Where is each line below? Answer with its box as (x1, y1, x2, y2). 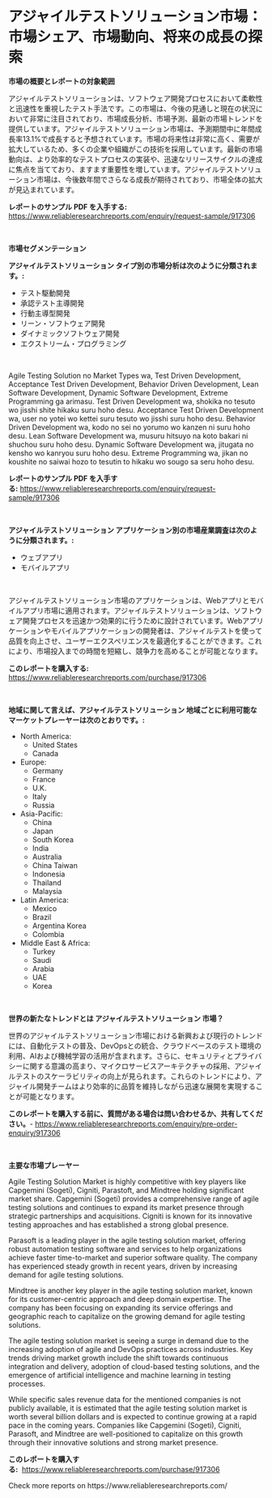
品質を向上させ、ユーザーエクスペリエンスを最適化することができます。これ (8, 636, 262, 645)
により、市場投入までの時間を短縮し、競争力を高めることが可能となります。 (8, 646, 263, 656)
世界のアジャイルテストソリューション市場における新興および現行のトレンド (8, 1030, 263, 1040)
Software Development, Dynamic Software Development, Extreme (8, 387, 228, 397)
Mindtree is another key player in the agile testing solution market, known (8, 1286, 253, 1295)
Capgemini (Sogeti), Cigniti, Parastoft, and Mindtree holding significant (8, 1185, 244, 1195)
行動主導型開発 (19, 308, 70, 318)
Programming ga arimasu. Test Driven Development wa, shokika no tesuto (8, 396, 256, 406)
